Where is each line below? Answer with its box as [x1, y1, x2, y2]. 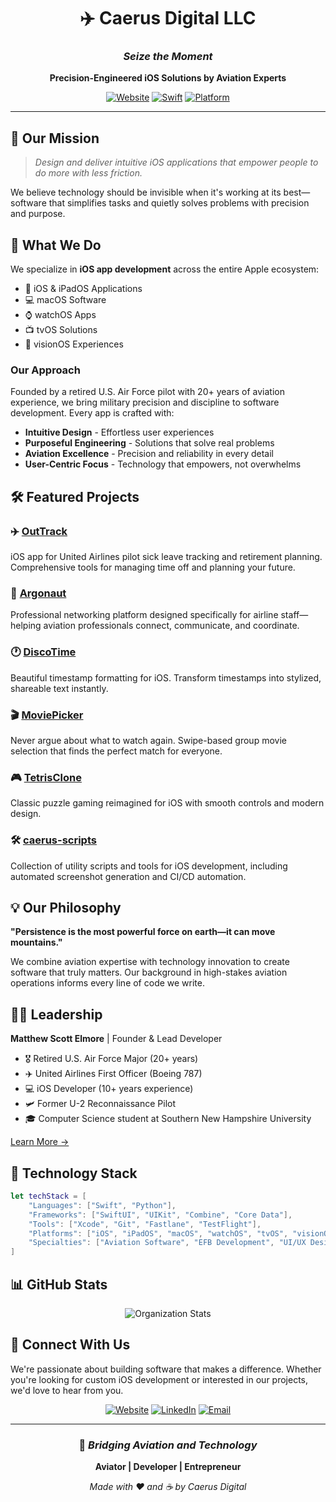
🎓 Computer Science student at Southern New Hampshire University [24, 1113, 312, 1125]
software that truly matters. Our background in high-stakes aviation [10, 966, 288, 979]
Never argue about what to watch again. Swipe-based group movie [10, 734, 287, 746]
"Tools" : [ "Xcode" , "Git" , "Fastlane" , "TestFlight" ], [28, 1219, 262, 1229]
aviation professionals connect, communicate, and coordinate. [43, 620, 300, 632]
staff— [280, 609, 309, 621]
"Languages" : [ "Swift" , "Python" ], [28, 1200, 177, 1210]
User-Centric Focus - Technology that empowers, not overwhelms [24, 458, 302, 470]
